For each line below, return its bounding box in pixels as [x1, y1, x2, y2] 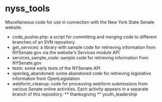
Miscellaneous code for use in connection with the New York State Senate [5, 19, 155, 25]
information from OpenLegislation [12, 76, 80, 81]
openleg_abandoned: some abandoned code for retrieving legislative [12, 70, 151, 76]
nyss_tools [5, 3, 50, 14]
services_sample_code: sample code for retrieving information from [12, 54, 149, 60]
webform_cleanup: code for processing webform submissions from [12, 80, 148, 86]
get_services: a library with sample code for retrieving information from [12, 44, 156, 50]
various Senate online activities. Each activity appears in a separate [12, 86, 148, 92]
